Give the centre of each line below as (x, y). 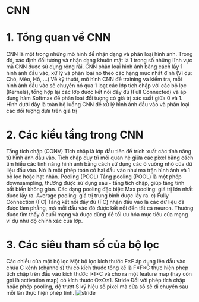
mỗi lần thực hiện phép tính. (40, 293)
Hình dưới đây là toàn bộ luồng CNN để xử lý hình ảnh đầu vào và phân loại (98, 105)
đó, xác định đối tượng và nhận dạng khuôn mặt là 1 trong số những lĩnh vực (99, 61)
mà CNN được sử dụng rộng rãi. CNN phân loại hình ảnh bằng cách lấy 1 (94, 67)
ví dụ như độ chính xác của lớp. (45, 221)
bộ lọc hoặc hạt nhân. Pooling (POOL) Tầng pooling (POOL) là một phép (94, 177)
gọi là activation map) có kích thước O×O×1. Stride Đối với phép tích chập (96, 280)
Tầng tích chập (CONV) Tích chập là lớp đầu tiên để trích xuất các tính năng (99, 152)
